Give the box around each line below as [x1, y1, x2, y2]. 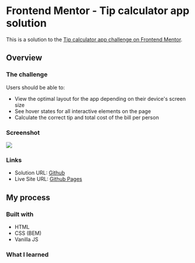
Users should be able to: [6, 84, 66, 91]
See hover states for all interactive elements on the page [14, 107, 151, 115]
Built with [6, 210, 34, 218]
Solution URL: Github [14, 169, 66, 176]
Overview [6, 53, 43, 63]
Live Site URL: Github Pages [14, 176, 83, 183]
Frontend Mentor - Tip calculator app [6, 4, 190, 18]
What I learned [6, 250, 49, 258]
